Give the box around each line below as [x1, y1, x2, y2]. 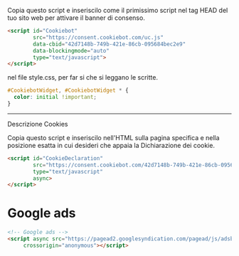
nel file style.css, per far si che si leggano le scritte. [7, 73, 159, 82]
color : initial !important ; [14, 94, 97, 101]
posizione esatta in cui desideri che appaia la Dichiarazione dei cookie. [7, 141, 216, 149]
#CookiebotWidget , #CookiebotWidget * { [7, 87, 129, 95]
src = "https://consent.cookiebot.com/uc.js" [33, 33, 164, 41]
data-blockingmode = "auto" [33, 47, 110, 54]
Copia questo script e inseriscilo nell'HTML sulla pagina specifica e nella [7, 133, 220, 142]
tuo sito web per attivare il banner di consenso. [7, 14, 146, 22]
